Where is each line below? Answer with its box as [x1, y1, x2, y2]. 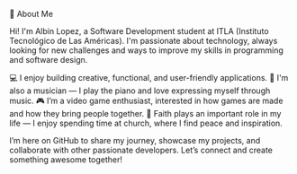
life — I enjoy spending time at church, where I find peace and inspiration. [9, 117, 283, 128]
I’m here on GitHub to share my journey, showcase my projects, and [9, 135, 261, 145]
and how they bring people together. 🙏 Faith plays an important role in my [9, 109, 282, 118]
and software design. [9, 55, 88, 65]
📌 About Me [9, 9, 54, 19]
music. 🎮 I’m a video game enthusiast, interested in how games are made [9, 95, 283, 106]
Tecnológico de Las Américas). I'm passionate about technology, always [9, 36, 278, 46]
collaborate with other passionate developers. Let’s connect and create [9, 144, 273, 155]
